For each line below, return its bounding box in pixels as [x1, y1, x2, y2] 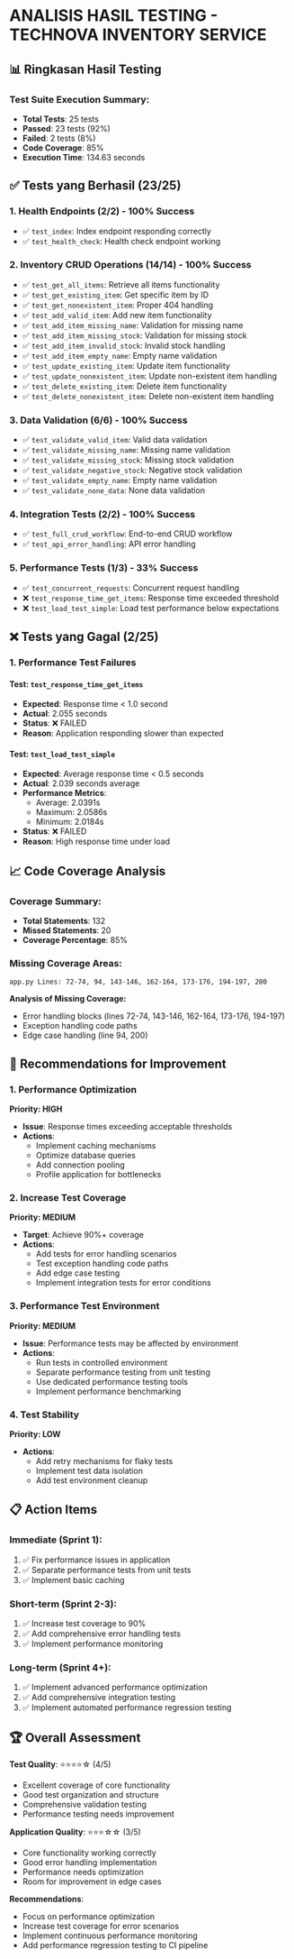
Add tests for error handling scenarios [35, 1249, 177, 1259]
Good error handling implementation [22, 1857, 157, 1868]
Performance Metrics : [22, 788, 107, 799]
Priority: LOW [9, 1429, 61, 1440]
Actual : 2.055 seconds [22, 709, 108, 719]
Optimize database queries [35, 1150, 137, 1161]
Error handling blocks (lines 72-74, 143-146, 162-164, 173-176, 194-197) [22, 1011, 286, 1021]
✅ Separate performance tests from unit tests [22, 1564, 192, 1575]
